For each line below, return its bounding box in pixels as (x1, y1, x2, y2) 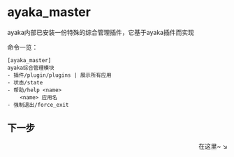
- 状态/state (7, 79, 43, 86)
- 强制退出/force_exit (7, 101, 69, 108)
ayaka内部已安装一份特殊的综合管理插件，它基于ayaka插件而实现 (7, 28, 194, 36)
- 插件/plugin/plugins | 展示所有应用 (7, 71, 112, 79)
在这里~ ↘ (198, 142, 228, 150)
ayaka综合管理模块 (7, 64, 54, 71)
